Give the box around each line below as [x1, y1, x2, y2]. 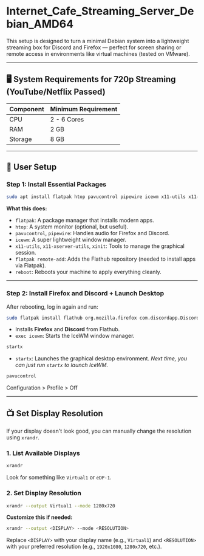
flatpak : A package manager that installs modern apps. [15, 217, 154, 224]
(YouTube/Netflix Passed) [6, 87, 106, 97]
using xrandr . [6, 434, 39, 441]
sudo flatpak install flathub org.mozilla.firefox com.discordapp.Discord [6, 315, 200, 321]
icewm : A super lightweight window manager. [15, 236, 127, 244]
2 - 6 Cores [50, 115, 84, 123]
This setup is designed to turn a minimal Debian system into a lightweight [6, 37, 189, 44]
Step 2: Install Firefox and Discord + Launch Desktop [6, 289, 165, 298]
